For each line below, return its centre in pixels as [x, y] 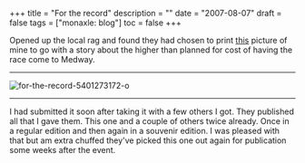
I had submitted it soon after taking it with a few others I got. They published [152, 111]
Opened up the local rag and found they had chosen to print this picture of [148, 40]
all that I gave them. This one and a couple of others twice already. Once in [149, 121]
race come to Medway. [52, 59]
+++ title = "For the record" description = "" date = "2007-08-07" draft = [146, 13]
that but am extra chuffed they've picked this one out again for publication [148, 140]
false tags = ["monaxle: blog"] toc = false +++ [95, 23]
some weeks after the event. [63, 150]
